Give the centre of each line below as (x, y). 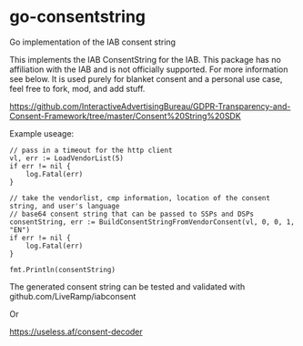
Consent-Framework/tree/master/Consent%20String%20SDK (125, 116)
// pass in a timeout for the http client (91, 150)
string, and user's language (65, 206)
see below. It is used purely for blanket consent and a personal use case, (146, 78)
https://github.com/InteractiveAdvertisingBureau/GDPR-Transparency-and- (150, 106)
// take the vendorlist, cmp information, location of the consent (140, 198)
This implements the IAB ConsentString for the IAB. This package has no (146, 59)
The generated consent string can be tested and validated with (127, 286)
